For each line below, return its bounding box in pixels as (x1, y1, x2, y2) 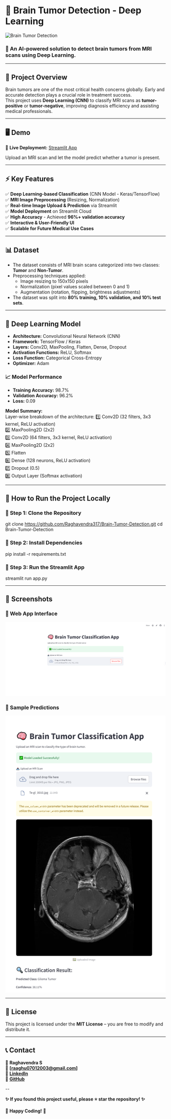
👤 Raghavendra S (5, 1059, 42, 1065)
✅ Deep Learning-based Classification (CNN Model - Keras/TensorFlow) (5, 191, 160, 197)
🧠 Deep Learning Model (5, 319, 81, 328)
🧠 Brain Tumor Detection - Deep (5, 5, 141, 16)
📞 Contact (5, 1046, 36, 1055)
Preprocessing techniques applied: (12, 273, 86, 279)
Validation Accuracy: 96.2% (12, 392, 73, 398)
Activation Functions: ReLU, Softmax (12, 350, 92, 356)
